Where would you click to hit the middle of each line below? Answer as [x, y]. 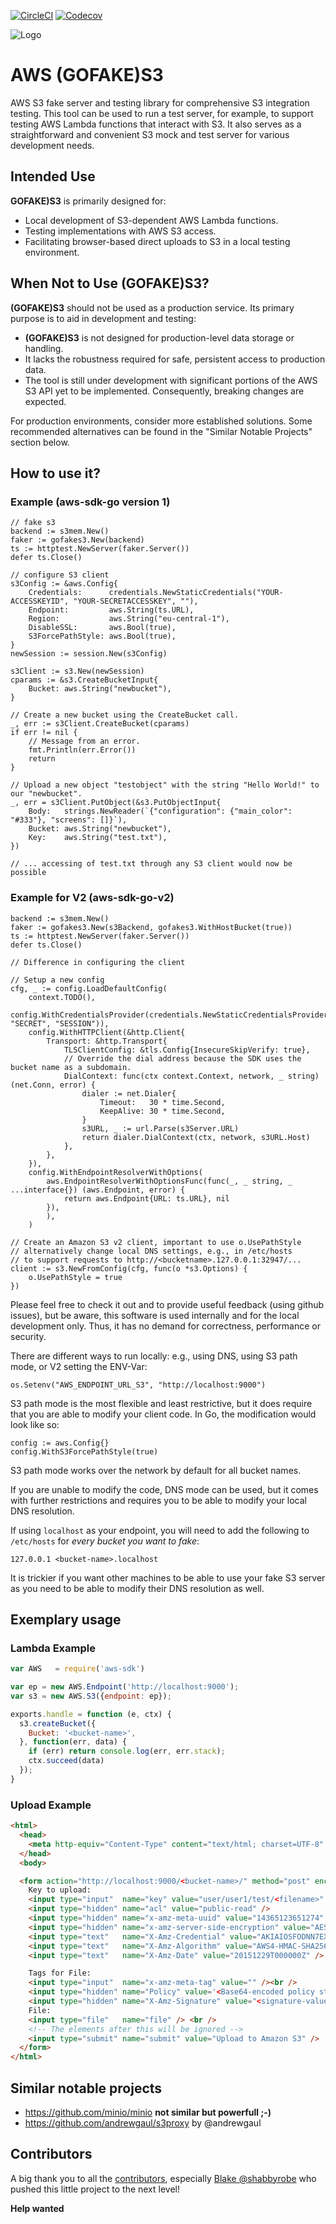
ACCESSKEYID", [40, 601]
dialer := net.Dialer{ [129, 1093]
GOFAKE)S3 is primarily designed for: [88, 201]
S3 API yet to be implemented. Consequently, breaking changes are [164, 391]
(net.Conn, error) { [53, 1085]
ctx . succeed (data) [66, 1761]
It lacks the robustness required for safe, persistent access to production [175, 359]
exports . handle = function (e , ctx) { [91, 1714]
